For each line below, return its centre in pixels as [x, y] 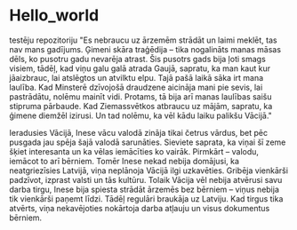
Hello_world [54, 16]
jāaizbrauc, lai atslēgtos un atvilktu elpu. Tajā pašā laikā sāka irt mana [136, 77]
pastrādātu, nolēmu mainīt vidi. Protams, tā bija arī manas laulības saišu [141, 96]
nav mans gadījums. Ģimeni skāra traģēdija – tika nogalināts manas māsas [145, 49]
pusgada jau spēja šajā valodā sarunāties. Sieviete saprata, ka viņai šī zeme [148, 142]
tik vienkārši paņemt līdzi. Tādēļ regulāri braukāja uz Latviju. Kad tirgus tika [146, 198]
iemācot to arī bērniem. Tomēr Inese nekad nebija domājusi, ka [124, 161]
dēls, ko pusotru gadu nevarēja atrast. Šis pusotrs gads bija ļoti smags [138, 59]
